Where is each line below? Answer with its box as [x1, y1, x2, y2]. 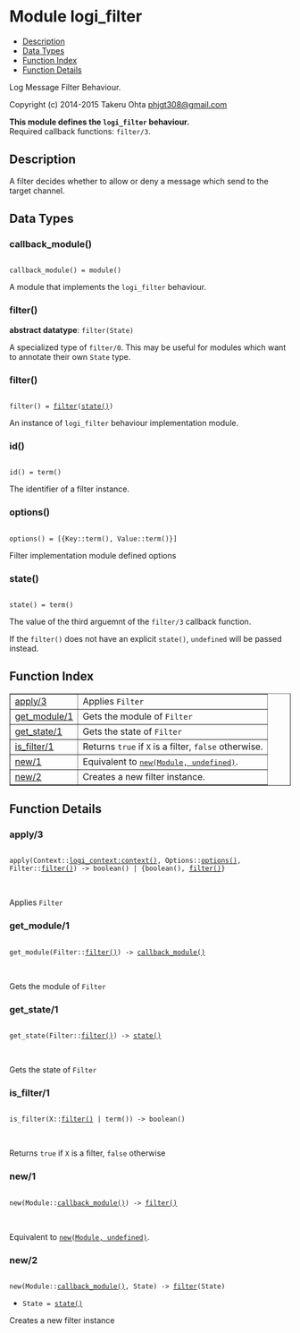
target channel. [9, 185, 65, 196]
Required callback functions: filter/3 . [9, 125, 151, 136]
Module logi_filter [9, 6, 143, 27]
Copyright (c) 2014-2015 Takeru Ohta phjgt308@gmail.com [9, 98, 228, 109]
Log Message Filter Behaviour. [9, 81, 121, 92]
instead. [9, 643, 39, 654]
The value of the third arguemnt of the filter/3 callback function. [9, 616, 252, 627]
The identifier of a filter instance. [9, 483, 130, 494]
